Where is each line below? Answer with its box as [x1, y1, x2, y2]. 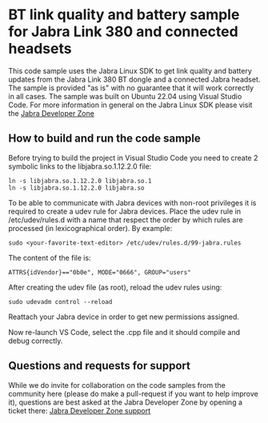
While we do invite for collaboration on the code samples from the [8, 380, 226, 389]
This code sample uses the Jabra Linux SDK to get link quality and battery [8, 66, 252, 75]
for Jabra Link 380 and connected [8, 22, 238, 41]
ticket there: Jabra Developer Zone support [8, 405, 151, 415]
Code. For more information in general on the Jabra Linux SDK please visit [8, 100, 253, 110]
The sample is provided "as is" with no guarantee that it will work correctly [8, 82, 254, 93]
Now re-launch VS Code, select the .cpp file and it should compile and [8, 327, 241, 337]
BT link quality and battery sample [8, 6, 240, 24]
